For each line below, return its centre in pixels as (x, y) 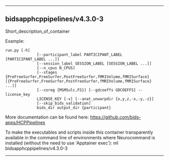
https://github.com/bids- (115, 117)
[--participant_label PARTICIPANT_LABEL (80, 55)
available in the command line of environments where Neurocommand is (80, 137)
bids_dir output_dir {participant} (74, 108)
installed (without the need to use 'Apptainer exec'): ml (62, 143)
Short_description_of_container (37, 31)
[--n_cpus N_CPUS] (56, 68)
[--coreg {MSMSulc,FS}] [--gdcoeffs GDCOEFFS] (87, 90)
